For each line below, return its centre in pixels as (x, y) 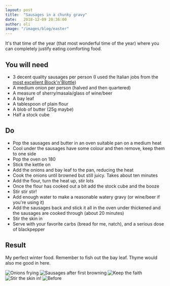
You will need (27, 65)
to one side (24, 153)
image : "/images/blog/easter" (37, 29)
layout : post (19, 10)
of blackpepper (29, 229)
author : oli (18, 24)
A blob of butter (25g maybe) (43, 109)
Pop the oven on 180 (34, 159)
